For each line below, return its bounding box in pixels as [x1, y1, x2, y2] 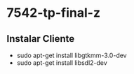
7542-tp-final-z [6, 5, 101, 21]
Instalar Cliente [6, 33, 75, 45]
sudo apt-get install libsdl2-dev [16, 59, 108, 67]
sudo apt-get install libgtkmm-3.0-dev [16, 51, 127, 59]
